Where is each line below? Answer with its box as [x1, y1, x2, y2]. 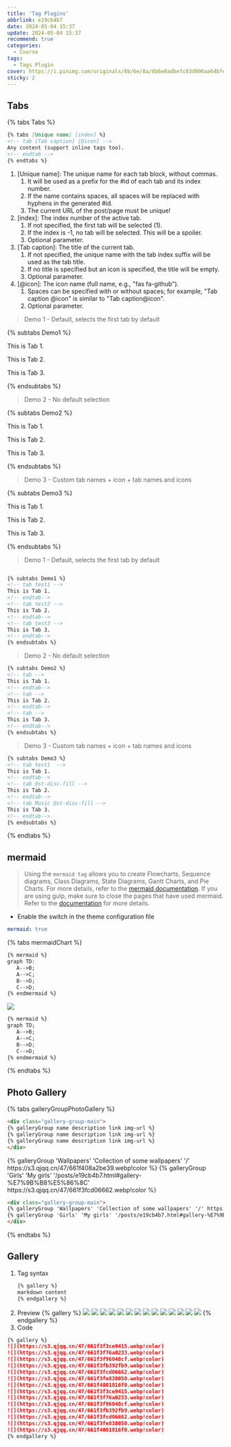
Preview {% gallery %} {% [16, 1308, 212, 1317]
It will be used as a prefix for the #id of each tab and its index [27, 177, 201, 185]
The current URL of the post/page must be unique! [27, 206, 170, 215]
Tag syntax [16, 1269, 49, 1277]
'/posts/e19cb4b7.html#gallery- [53, 1171, 142, 1179]
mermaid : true [7, 926, 48, 933]
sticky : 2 [7, 74, 36, 81]
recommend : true [7, 36, 54, 43]
